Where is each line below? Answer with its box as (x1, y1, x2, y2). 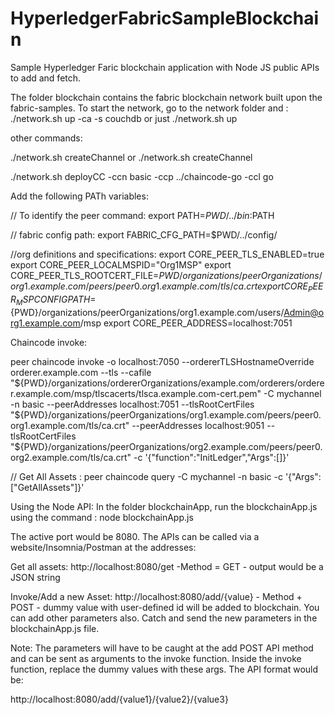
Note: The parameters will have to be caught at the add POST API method (10, 642, 314, 654)
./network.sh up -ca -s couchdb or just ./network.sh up (10, 112, 238, 124)
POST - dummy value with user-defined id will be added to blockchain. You (10, 601, 320, 613)
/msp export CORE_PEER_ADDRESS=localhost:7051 (79, 317, 293, 329)
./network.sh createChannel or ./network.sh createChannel (10, 151, 253, 163)
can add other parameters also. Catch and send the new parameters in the (10, 612, 318, 624)
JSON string (10, 571, 61, 583)
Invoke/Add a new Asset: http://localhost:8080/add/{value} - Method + (10, 590, 303, 602)
